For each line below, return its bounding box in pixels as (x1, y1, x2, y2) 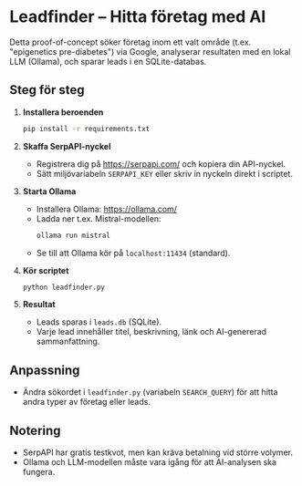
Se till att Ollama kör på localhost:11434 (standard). (36, 247, 231, 258)
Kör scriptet (22, 264, 69, 275)
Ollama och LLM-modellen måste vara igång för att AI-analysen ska (22, 457, 276, 467)
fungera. (22, 467, 56, 477)
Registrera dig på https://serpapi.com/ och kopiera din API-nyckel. (36, 158, 286, 170)
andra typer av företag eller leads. (22, 397, 151, 408)
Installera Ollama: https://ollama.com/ (36, 203, 178, 214)
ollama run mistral (36, 231, 111, 240)
